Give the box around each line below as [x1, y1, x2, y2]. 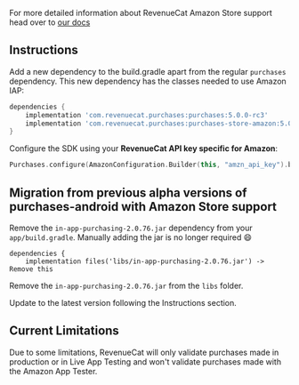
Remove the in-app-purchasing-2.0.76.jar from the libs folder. [9, 280, 244, 291]
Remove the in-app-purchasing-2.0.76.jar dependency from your [9, 222, 254, 233]
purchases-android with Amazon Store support [9, 199, 278, 214]
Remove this [9, 265, 53, 274]
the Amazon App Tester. [9, 365, 98, 376]
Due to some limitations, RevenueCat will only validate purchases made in [9, 347, 279, 357]
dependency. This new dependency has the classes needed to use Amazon [9, 76, 287, 86]
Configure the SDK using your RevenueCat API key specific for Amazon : [9, 143, 279, 154]
